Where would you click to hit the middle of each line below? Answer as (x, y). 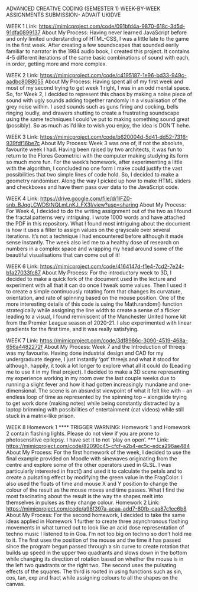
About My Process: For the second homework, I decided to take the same (96, 515)
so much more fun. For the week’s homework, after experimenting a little (95, 162)
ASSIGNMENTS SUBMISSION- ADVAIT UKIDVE (64, 15)
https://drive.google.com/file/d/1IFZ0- (86, 198)
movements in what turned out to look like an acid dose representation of (95, 527)
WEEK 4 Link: (23, 198)
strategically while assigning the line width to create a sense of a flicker (93, 310)
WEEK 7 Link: (22, 341)
